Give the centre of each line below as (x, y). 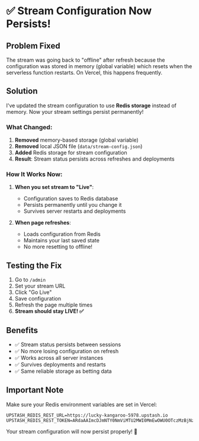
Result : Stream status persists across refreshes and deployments (94, 159)
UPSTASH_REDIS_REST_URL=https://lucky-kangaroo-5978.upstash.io (87, 415)
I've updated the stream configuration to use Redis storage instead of (91, 106)
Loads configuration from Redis (62, 234)
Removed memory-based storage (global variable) (77, 140)
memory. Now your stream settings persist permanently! (75, 111)
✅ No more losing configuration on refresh (67, 351)
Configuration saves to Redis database (71, 199)
